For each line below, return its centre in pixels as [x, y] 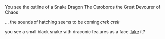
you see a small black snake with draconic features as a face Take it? [75, 31]
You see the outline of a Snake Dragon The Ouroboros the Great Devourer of [83, 7]
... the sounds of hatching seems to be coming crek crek [62, 22]
